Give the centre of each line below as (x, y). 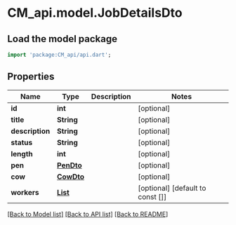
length (22, 154)
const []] (152, 196)
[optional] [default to (172, 188)
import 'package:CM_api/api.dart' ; (59, 55)
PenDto (69, 165)
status (22, 142)
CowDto (71, 177)
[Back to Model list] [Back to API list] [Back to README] (88, 214)
